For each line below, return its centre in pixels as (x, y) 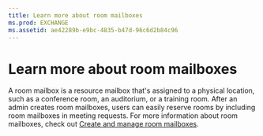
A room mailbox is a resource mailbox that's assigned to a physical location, (131, 90)
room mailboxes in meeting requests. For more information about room (123, 116)
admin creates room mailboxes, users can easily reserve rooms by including (132, 108)
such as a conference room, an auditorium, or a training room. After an (123, 99)
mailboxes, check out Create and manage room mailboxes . (103, 124)
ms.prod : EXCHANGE (38, 23)
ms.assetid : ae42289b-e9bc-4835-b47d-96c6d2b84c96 (93, 30)
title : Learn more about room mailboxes (76, 15)
